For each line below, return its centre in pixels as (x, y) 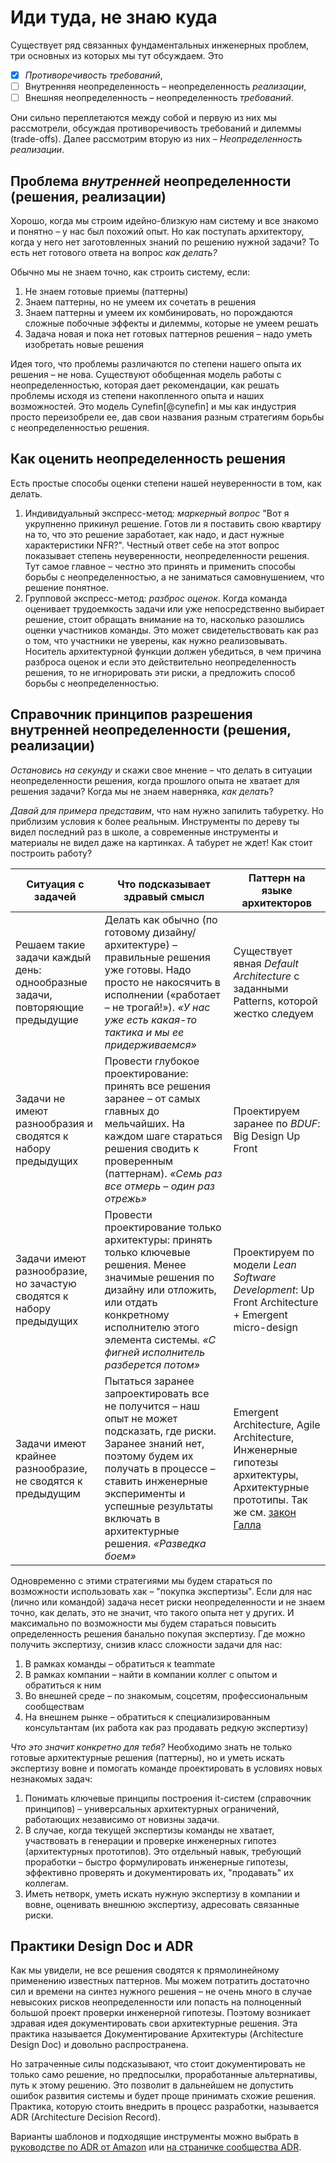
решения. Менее (145, 1264)
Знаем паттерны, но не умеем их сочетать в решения (140, 302)
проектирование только (163, 1227)
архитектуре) (137, 944)
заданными (261, 988)
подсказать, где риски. (160, 1431)
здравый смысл (164, 896)
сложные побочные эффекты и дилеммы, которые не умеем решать (171, 323)
